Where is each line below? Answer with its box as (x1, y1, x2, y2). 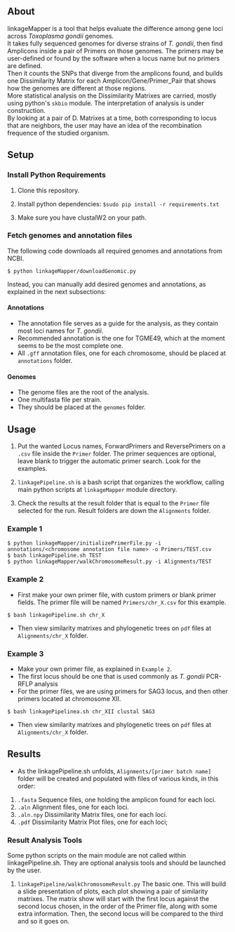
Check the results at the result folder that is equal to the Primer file (17, 499, 210, 507)
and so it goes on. (17, 917, 70, 926)
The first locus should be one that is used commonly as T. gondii (17, 672, 205, 680)
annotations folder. (17, 357, 73, 364)
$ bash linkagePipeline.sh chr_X (7, 611, 105, 618)
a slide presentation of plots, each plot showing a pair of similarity (17, 887, 208, 896)
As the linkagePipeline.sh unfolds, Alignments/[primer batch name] (17, 766, 212, 775)
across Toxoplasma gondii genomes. (7, 32, 114, 40)
